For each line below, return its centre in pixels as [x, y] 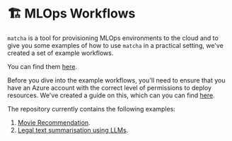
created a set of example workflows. [60, 53]
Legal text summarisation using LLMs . [73, 130]
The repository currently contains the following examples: [91, 109]
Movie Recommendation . [54, 122]
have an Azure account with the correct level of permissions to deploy [110, 87]
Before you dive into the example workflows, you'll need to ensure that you [116, 80]
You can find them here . [42, 66]
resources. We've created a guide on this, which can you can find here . [111, 95]
